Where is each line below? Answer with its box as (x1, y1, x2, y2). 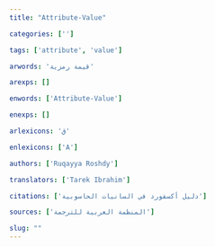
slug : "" (9, 224, 42, 234)
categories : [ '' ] (9, 29, 75, 39)
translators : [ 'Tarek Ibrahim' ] (9, 175, 130, 184)
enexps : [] (9, 110, 50, 119)
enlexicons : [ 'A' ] (9, 143, 78, 152)
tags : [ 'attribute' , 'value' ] (9, 46, 123, 55)
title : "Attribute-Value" (9, 13, 106, 22)
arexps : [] (9, 78, 50, 87)
